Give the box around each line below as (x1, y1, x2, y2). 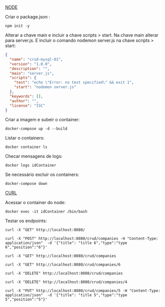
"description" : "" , (9, 66, 50, 71)
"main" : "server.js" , (9, 71, 55, 76)
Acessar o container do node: (5, 200, 66, 206)
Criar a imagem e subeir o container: (5, 117, 80, 123)
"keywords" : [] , (9, 94, 43, 99)
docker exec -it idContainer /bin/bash (5, 209, 88, 214)
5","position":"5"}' (5, 297, 48, 302)
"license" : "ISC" (9, 103, 46, 108)
